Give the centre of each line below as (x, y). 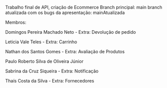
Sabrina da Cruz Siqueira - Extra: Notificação (52, 71)
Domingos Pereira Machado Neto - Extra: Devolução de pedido (71, 32)
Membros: (16, 22)
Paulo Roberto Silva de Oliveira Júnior (45, 61)
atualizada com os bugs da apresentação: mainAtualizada (65, 13)
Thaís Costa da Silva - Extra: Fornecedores (50, 81)
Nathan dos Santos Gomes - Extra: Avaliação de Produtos (65, 52)
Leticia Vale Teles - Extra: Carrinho (41, 42)
